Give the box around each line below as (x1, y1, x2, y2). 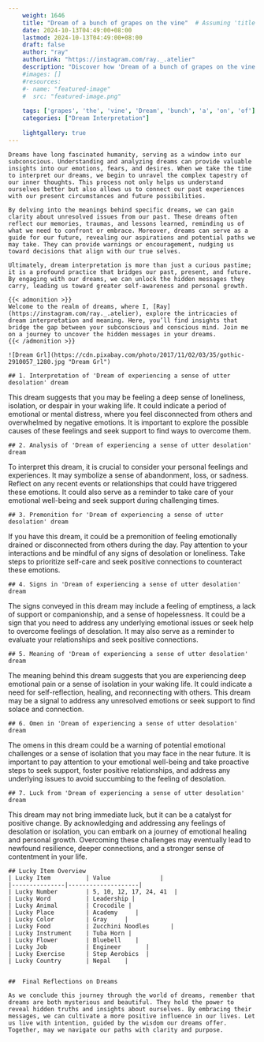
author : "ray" (22, 48, 69, 56)
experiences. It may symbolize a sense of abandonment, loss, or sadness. (8, 470, 249, 480)
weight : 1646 (22, 11, 65, 20)
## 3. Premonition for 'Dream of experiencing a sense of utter (8, 511, 224, 519)
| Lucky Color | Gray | (8, 915, 128, 924)
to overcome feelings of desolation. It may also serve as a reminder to (8, 626, 235, 635)
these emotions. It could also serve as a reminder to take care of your (8, 487, 234, 497)
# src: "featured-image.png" (22, 92, 122, 100)
